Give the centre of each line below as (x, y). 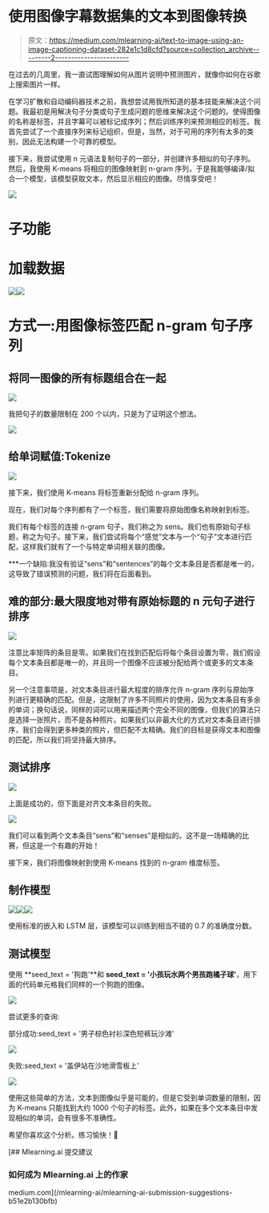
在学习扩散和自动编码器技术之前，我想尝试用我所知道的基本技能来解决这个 (131, 101)
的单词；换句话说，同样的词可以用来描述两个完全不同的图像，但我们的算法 (131, 709)
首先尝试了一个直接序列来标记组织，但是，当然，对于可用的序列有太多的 (127, 131)
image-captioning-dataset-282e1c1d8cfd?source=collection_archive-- (144, 49)
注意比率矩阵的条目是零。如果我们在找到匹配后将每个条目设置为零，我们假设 (134, 652)
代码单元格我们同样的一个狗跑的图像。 (85, 984)
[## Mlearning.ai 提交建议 (51, 1152)
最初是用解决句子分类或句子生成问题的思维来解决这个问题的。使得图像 (145, 111)
